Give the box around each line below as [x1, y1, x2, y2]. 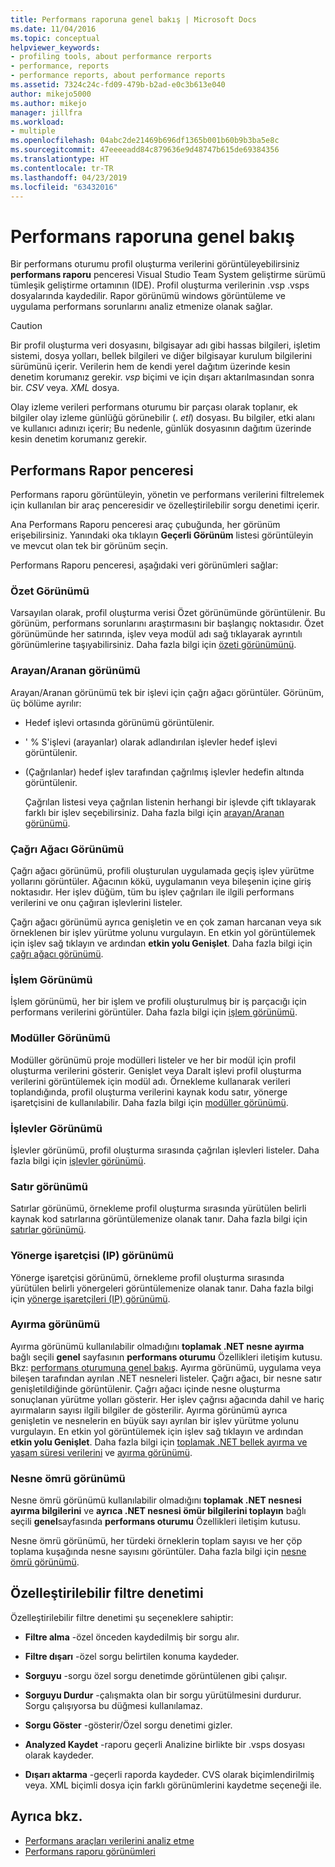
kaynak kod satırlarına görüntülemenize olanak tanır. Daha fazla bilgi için [10, 1213, 308, 1225]
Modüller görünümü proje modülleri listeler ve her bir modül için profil [10, 1054, 297, 1066]
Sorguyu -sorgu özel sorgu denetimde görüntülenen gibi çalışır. [24, 1669, 288, 1681]
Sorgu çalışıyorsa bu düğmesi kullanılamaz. [24, 1699, 203, 1711]
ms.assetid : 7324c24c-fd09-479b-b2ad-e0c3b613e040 [10, 80, 226, 90]
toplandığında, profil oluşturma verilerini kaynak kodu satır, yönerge [10, 1086, 288, 1098]
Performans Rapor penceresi [10, 462, 194, 479]
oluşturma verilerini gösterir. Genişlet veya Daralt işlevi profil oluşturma [10, 1064, 302, 1076]
